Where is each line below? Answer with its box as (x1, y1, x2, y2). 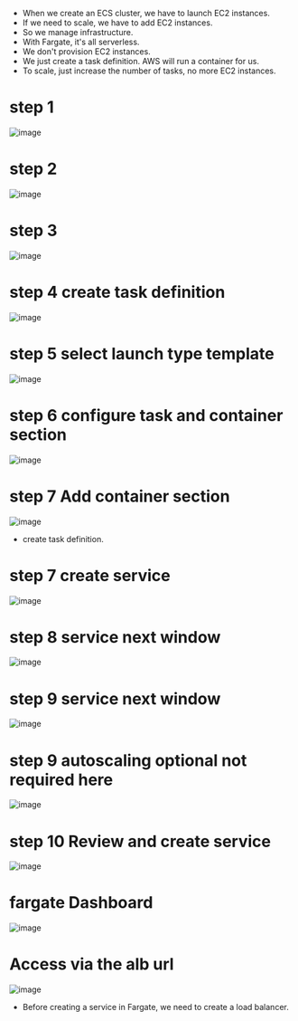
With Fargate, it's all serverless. (22, 36, 140, 47)
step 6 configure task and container (9, 405, 284, 425)
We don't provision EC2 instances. (22, 46, 151, 57)
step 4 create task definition (9, 282, 226, 302)
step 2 (9, 158, 58, 179)
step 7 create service (9, 565, 171, 586)
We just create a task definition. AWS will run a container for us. (22, 56, 260, 66)
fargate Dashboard (9, 892, 154, 913)
